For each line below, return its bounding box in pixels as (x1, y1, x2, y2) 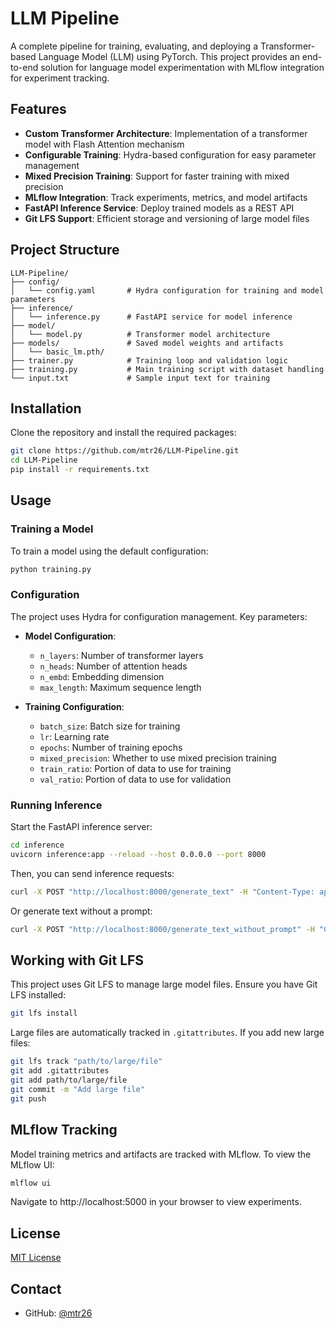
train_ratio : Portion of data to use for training (39, 762, 232, 774)
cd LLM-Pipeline (10, 455, 78, 466)
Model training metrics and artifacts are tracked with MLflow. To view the (10, 1148, 312, 1160)
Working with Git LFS (10, 952, 145, 969)
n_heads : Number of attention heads (39, 660, 188, 672)
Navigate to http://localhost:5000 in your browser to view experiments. (10, 1196, 302, 1208)
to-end (10, 61, 39, 73)
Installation (10, 400, 82, 417)
